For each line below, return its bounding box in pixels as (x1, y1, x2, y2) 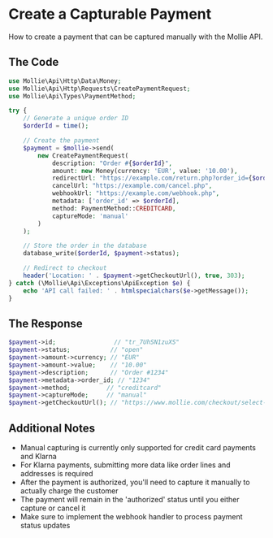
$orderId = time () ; (23, 122, 89, 130)
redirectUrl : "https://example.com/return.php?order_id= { (51, 174, 253, 183)
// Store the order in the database (23, 241, 148, 250)
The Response (8, 316, 83, 330)
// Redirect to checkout (23, 264, 107, 272)
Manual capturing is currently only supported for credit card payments (19, 443, 256, 452)
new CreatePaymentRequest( (37, 151, 129, 159)
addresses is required (19, 469, 93, 478)
